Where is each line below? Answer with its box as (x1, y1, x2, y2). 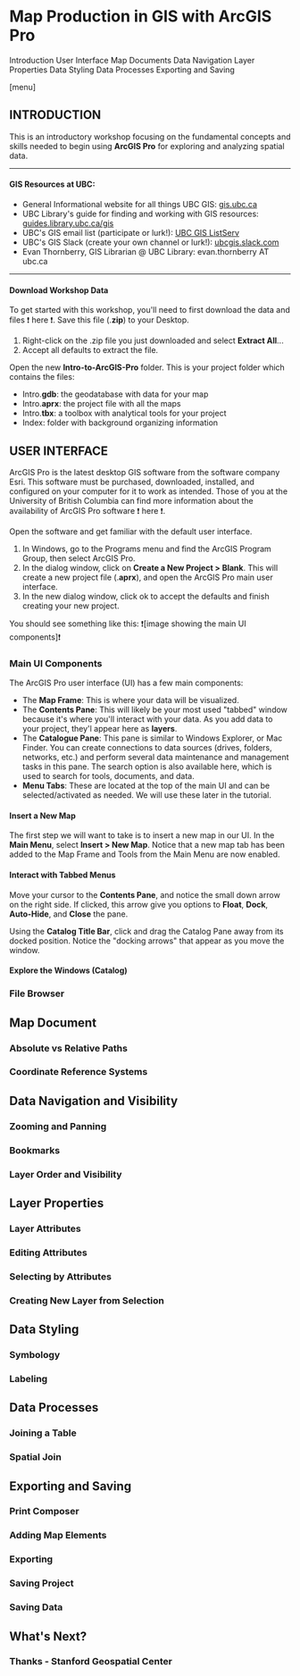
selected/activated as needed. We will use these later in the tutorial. (21, 790, 272, 800)
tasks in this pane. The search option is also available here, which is (21, 761, 272, 772)
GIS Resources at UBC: (9, 179, 96, 189)
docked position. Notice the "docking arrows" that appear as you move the (9, 935, 285, 946)
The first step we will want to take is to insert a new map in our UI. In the (9, 830, 275, 841)
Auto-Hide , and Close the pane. (9, 909, 129, 919)
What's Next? (9, 1629, 87, 1644)
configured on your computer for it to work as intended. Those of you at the (9, 485, 288, 497)
